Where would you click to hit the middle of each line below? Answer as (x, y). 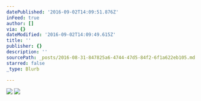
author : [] (20, 23)
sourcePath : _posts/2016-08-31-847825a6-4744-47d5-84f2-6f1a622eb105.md (101, 58)
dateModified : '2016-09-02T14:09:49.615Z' (61, 35)
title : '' (19, 40)
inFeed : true (23, 18)
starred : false (26, 63)
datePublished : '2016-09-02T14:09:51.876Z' (63, 12)
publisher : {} (24, 47)
